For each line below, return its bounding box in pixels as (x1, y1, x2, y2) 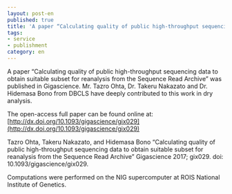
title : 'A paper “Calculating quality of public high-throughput (7, 23, 199, 30)
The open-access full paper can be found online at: (7, 109, 154, 118)
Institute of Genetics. (7, 180, 67, 188)
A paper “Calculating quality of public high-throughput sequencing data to (7, 67, 219, 76)
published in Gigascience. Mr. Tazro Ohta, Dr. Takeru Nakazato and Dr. (7, 82, 209, 90)
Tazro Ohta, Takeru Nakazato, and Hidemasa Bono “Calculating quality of (7, 138, 215, 146)
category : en (7, 49, 45, 56)
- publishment (7, 42, 48, 49)
